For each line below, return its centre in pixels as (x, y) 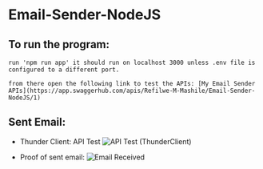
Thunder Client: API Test (60, 141)
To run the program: (59, 44)
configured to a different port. (64, 70)
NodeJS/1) (25, 98)
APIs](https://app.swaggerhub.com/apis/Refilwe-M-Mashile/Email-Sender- (132, 91)
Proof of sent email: (52, 157)
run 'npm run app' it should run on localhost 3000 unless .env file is (132, 62)
